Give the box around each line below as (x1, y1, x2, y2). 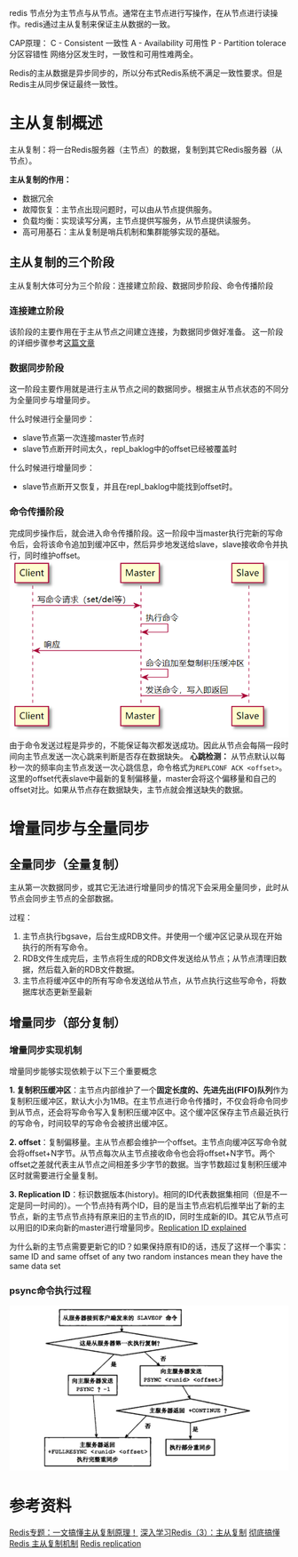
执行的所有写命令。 (21, 942, 93, 953)
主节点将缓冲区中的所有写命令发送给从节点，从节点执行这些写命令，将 (21, 975, 279, 986)
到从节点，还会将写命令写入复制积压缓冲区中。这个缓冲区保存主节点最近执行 (9, 1107, 289, 1117)
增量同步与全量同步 (9, 819, 150, 839)
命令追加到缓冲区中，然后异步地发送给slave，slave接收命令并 (55, 538, 281, 549)
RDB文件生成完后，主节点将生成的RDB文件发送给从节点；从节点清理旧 (21, 953, 279, 964)
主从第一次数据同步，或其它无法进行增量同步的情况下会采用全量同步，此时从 (9, 882, 289, 893)
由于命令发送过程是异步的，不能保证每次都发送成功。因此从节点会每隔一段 (9, 740, 281, 751)
